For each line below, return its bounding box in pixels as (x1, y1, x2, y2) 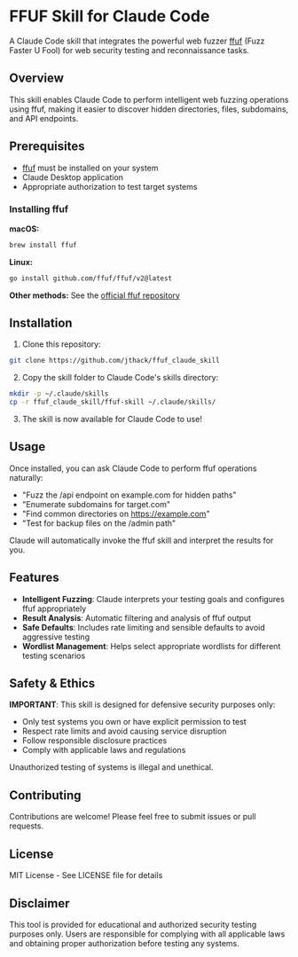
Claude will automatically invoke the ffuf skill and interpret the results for (9, 535, 274, 545)
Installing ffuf (9, 203, 69, 216)
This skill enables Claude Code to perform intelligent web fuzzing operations (9, 94, 289, 105)
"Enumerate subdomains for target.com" (21, 498, 171, 509)
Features (9, 570, 59, 585)
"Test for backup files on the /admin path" (21, 517, 176, 529)
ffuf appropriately (21, 603, 87, 614)
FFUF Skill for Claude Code (9, 6, 210, 27)
